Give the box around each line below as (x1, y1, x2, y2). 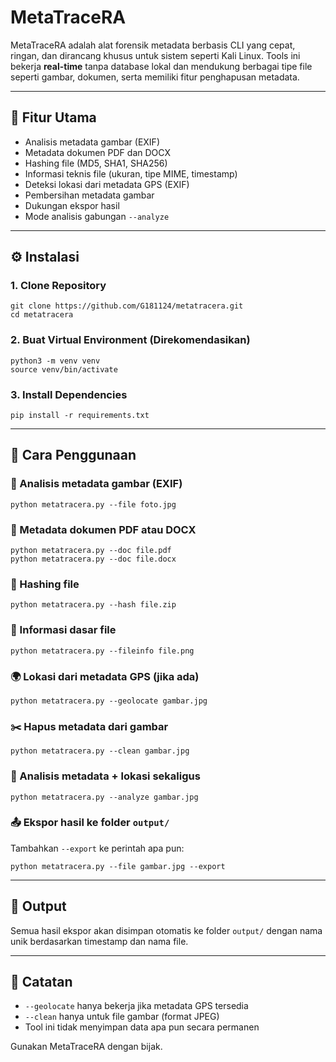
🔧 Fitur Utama (10, 109, 97, 126)
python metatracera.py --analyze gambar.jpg (10, 792, 199, 802)
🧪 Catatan (10, 974, 73, 990)
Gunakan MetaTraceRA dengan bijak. (10, 1041, 163, 1053)
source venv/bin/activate (10, 364, 118, 375)
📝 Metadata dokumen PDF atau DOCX (10, 522, 197, 536)
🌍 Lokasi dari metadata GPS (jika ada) (10, 669, 200, 683)
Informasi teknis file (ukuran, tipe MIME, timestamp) (24, 167, 238, 180)
